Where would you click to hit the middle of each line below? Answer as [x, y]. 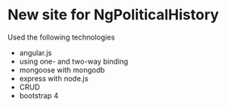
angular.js [36, 52]
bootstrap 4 [39, 95]
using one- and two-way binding [74, 61]
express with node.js [54, 78]
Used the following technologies [61, 37]
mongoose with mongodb [62, 69]
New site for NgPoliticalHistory [113, 15]
